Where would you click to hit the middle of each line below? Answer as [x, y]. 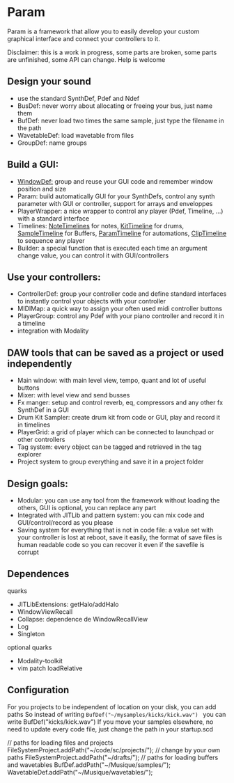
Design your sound [49, 82]
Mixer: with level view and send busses [73, 395]
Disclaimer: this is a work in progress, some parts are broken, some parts [112, 52]
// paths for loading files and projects [60, 743]
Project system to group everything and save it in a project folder [110, 462]
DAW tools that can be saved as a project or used [116, 353]
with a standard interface [53, 218]
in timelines [34, 425]
